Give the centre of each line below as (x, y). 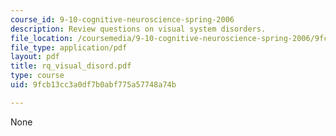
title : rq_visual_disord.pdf (71, 66)
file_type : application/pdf (69, 47)
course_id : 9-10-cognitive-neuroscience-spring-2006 (122, 19)
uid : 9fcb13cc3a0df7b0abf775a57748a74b (93, 85)
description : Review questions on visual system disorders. (138, 29)
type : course (37, 76)
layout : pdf (35, 57)
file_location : (42, 38)
